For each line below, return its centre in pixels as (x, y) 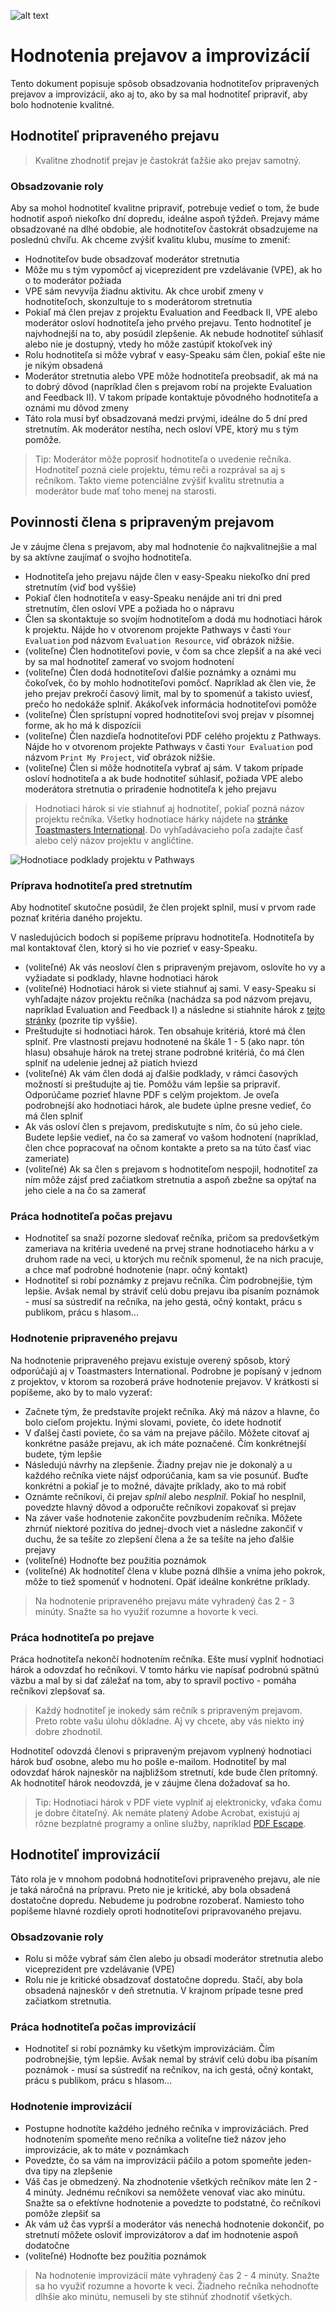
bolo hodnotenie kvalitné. (62, 104)
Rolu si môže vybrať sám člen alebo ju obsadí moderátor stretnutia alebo (174, 1959)
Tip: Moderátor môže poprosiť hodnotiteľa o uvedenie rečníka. (163, 459)
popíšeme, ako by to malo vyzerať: (81, 1392)
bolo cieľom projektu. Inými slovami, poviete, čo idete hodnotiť (153, 1422)
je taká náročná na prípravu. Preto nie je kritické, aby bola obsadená (150, 1889)
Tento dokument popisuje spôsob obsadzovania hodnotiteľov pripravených (165, 83)
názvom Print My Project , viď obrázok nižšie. (120, 757)
